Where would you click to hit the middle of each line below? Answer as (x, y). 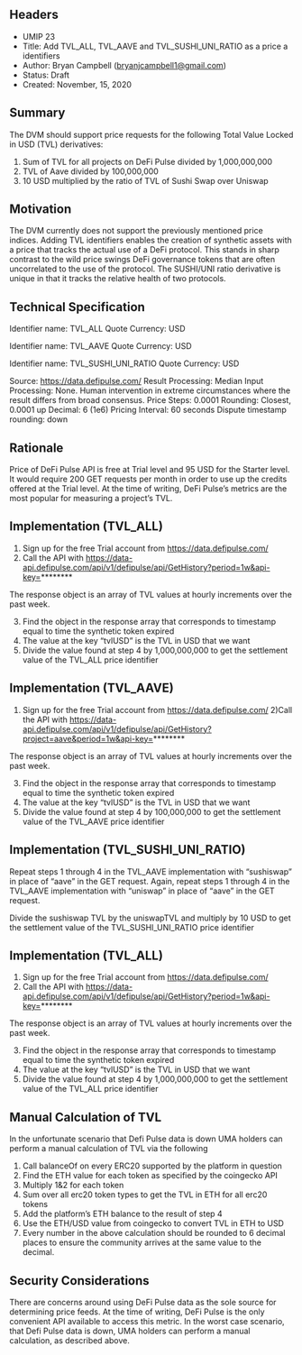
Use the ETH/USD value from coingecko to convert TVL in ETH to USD (153, 1223)
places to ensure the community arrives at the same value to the (142, 1242)
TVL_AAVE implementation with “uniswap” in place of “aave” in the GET (142, 891)
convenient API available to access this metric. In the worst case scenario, (147, 1321)
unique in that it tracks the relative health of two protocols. (118, 279)
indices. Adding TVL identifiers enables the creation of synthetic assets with (151, 240)
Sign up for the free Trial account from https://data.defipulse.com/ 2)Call (157, 710)
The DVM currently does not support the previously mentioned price (136, 231)
